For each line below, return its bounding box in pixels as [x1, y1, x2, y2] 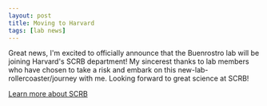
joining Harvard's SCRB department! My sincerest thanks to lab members [8, 57, 249, 66]
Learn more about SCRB [8, 89, 88, 99]
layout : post [8, 11, 52, 20]
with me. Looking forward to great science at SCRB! [78, 73, 249, 84]
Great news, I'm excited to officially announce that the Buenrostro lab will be [8, 49, 260, 58]
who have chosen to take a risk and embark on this [8, 65, 177, 75]
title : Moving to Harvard [8, 19, 94, 27]
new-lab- [177, 65, 209, 75]
